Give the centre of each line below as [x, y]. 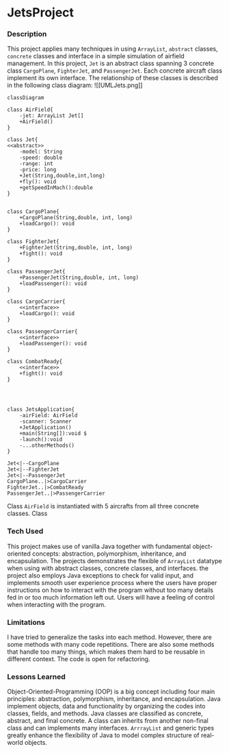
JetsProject [40, 13]
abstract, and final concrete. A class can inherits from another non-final [108, 721]
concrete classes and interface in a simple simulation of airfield [96, 56]
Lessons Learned [37, 677]
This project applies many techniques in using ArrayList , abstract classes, [112, 49]
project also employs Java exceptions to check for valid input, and [100, 575]
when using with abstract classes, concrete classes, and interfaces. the [108, 568]
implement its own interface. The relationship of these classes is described [113, 78]
